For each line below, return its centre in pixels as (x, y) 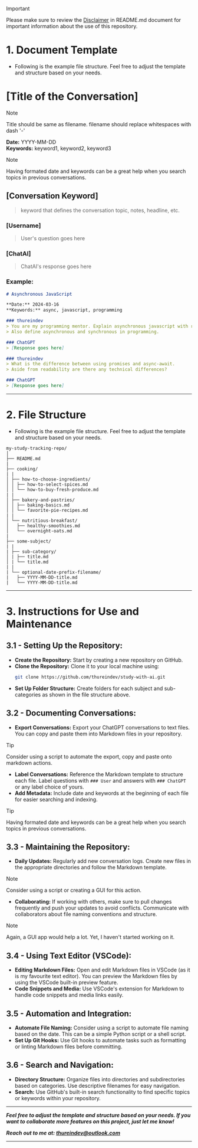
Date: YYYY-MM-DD (31, 142)
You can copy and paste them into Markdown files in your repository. (98, 734)
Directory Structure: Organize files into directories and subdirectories (100, 1079)
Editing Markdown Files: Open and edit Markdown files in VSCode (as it (102, 970)
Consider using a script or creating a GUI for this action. (74, 890)
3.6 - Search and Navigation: (60, 1065)
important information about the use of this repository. (72, 26)
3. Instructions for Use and (73, 612)
